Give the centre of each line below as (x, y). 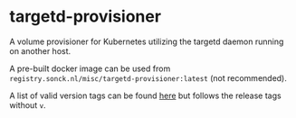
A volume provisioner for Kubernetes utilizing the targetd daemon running (147, 41)
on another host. (40, 50)
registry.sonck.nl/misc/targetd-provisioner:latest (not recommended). (148, 77)
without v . (28, 104)
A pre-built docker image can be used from (90, 68)
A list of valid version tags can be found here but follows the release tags (146, 95)
